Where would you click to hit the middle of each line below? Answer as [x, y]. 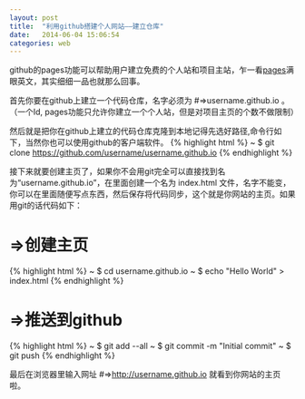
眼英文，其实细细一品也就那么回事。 [77, 82]
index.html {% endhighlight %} [67, 281]
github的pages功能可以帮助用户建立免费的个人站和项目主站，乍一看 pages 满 [152, 70]
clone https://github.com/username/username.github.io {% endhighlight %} [151, 153]
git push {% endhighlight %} [63, 355]
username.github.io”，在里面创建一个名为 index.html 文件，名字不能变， [156, 183]
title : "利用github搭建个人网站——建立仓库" [87, 26]
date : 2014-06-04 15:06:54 [64, 34]
